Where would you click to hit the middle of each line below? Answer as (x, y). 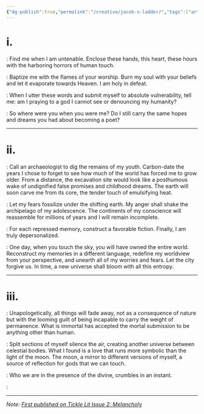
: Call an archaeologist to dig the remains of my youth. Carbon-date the (95, 167)
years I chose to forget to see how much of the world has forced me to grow (102, 173)
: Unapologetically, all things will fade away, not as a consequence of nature (101, 313)
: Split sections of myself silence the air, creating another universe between (100, 344)
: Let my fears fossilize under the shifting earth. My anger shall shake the (97, 204)
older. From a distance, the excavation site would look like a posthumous (97, 179)
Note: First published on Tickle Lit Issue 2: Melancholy (74, 404)
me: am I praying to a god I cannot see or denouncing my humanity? (92, 101)
